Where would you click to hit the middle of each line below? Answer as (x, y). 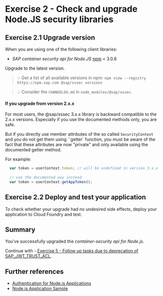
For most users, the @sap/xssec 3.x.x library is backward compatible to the (81, 114)
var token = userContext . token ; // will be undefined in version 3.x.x (84, 168)
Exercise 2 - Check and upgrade (71, 9)
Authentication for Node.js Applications (51, 283)
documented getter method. (33, 150)
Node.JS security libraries (59, 19)
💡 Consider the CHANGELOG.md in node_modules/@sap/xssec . (75, 92)
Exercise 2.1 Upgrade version (50, 37)
